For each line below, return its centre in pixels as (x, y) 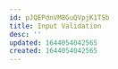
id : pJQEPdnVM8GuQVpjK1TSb (59, 17)
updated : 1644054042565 (54, 43)
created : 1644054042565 (54, 51)
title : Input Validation (55, 26)
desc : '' (25, 34)
